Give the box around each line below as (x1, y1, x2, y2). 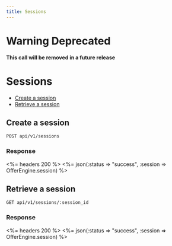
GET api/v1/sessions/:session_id (6, 200, 89, 206)
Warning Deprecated (6, 34, 111, 47)
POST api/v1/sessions (6, 133, 60, 139)
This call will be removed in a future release (6, 54, 116, 61)
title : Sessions (6, 8, 46, 15)
